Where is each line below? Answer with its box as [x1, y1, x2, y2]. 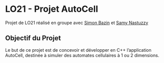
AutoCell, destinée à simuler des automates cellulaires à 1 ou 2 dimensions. [5, 52, 160, 58]
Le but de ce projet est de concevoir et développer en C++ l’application [5, 47, 152, 53]
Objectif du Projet [5, 34, 61, 42]
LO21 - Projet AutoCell [5, 3, 98, 15]
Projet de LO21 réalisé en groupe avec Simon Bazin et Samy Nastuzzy [5, 20, 149, 26]
